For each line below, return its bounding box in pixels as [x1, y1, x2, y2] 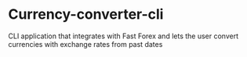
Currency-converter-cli [8, 5, 164, 23]
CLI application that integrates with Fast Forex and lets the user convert [8, 31, 239, 41]
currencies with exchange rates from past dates [8, 39, 163, 48]
